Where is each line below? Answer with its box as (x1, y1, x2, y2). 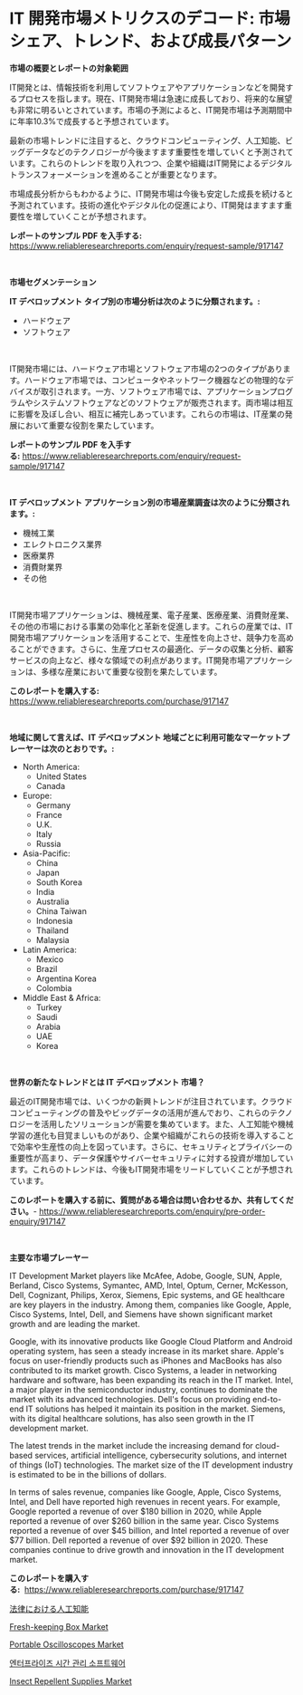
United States (35, 771, 88, 782)
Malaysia (35, 934, 70, 945)
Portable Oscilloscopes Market (9, 1639, 124, 1650)
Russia (35, 838, 62, 849)
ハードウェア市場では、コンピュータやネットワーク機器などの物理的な (24, 374, 287, 385)
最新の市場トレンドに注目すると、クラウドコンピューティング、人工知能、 (9, 135, 286, 146)
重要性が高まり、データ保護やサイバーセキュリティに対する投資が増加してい (9, 1152, 294, 1163)
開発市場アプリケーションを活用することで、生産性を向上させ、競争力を (9, 631, 279, 643)
